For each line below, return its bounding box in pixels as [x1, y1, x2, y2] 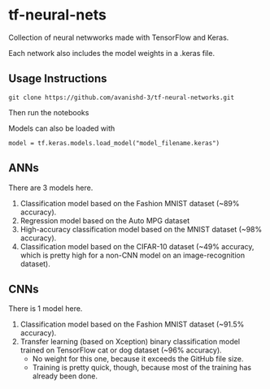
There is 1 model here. [8, 304, 83, 313]
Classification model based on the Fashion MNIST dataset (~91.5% [20, 319, 245, 330]
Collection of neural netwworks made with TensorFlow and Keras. [8, 32, 229, 42]
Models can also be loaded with [8, 123, 115, 133]
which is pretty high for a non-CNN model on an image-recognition [20, 250, 246, 260]
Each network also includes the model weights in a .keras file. [8, 48, 216, 58]
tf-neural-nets [8, 6, 107, 24]
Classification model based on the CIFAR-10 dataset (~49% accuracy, [20, 241, 255, 251]
